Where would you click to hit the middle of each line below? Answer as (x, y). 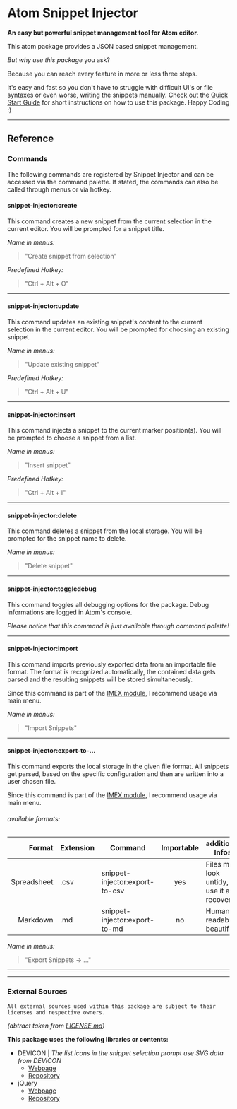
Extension (77, 848)
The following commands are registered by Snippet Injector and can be (110, 174)
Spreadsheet (32, 882)
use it (215, 891)
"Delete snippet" (49, 566)
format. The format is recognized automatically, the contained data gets (111, 671)
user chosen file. (32, 782)
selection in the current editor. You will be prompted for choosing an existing (118, 329)
